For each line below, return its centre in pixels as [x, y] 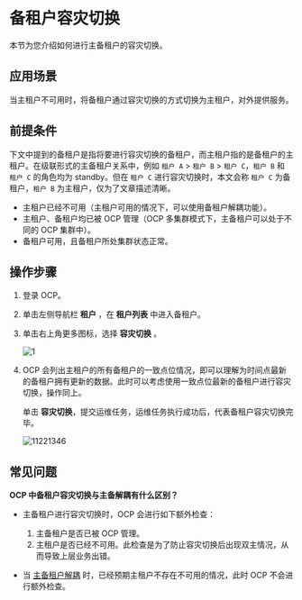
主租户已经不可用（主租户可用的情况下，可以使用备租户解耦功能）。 [147, 207]
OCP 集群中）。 [68, 230]
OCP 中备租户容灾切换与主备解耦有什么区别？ [94, 495]
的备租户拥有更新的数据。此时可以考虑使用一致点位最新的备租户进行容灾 [156, 382]
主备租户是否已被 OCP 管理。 [90, 533]
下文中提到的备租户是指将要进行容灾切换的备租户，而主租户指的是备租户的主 [151, 154]
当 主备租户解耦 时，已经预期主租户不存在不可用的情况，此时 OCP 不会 [154, 575]
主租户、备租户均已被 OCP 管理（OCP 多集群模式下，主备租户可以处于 [153, 218]
